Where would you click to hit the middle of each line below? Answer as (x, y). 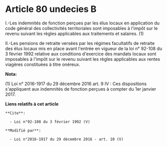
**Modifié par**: (23, 131)
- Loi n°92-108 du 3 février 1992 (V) (50, 122)
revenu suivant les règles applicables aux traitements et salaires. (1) (75, 33)
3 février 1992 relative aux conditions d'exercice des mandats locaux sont (81, 54)
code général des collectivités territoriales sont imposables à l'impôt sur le (82, 28)
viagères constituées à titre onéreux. (43, 64)
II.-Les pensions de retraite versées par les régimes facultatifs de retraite (80, 43)
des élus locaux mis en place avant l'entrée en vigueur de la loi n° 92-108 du (84, 48)
